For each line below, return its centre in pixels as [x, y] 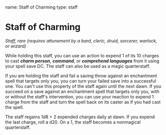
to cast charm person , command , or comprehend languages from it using [82, 61]
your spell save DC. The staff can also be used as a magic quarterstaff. [78, 66]
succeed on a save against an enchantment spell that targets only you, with [83, 91]
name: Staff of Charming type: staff [41, 7]
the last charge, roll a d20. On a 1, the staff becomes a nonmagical [73, 122]
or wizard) [16, 46]
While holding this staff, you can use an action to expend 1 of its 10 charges [82, 55]
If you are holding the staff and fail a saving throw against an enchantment [81, 76]
